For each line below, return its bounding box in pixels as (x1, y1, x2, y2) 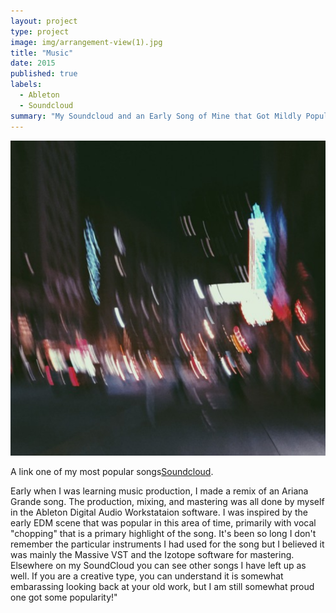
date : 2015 (10, 58, 56, 69)
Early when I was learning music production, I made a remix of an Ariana (10, 485, 309, 497)
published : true (10, 69, 78, 79)
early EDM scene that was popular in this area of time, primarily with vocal (10, 516, 317, 529)
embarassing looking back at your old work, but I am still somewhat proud (10, 580, 315, 592)
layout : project (10, 16, 78, 26)
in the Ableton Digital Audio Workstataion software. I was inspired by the (10, 506, 308, 518)
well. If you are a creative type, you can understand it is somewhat (10, 570, 284, 582)
